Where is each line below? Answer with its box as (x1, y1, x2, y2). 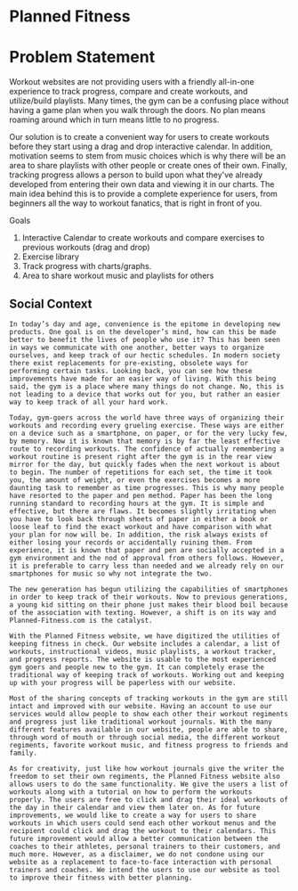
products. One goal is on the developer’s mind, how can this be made (9, 327, 277, 336)
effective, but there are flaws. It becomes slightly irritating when (9, 506, 277, 516)
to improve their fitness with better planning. (9, 873, 193, 882)
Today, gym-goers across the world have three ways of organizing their (9, 413, 285, 422)
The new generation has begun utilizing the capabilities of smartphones (9, 584, 289, 593)
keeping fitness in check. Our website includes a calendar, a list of (9, 639, 280, 648)
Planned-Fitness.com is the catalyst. (9, 616, 153, 625)
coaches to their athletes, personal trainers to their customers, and (9, 842, 280, 851)
